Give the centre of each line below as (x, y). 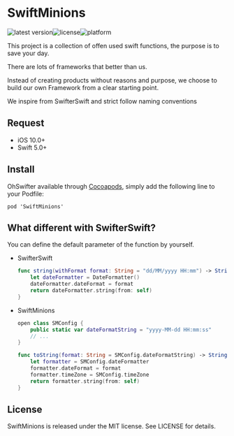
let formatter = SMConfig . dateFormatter (90, 362)
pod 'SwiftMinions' (36, 206)
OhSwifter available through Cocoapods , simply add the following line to (111, 186)
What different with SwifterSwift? (81, 227)
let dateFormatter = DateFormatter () (85, 277)
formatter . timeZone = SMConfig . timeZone (90, 375)
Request (26, 123)
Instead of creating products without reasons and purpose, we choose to (112, 80)
